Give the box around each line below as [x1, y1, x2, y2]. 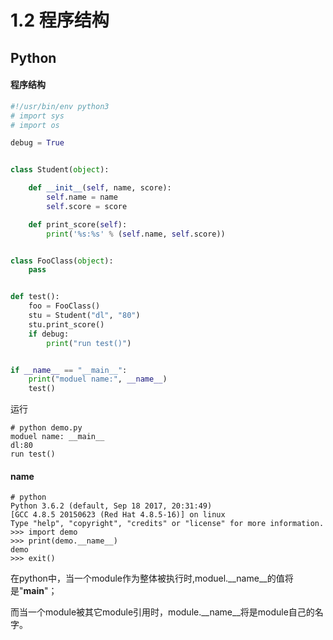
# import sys [10, 111, 65, 121]
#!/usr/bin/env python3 [10, 101, 110, 111]
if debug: [28, 329, 70, 339]
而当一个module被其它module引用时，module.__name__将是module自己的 [10, 606, 315, 618]
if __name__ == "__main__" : [10, 365, 128, 375]
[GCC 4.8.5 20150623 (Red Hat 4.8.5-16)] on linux [10, 510, 226, 520]
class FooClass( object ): [10, 256, 114, 266]
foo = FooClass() [28, 301, 101, 311]
